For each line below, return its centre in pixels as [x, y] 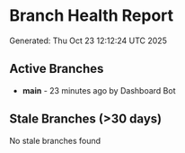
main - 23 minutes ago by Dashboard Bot [99, 90]
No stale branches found [55, 140]
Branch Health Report [92, 16]
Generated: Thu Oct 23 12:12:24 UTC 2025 [88, 40]
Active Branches [57, 69]
